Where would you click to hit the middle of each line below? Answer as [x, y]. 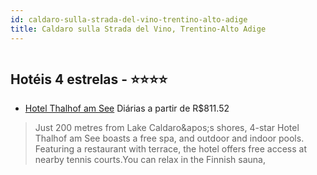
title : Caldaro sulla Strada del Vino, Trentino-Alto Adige [138, 29]
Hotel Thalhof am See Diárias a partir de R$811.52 [127, 108]
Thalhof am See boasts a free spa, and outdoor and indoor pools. [169, 138]
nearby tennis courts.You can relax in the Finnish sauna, [150, 160]
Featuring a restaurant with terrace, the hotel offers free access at [171, 149]
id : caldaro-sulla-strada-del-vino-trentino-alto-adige [129, 19]
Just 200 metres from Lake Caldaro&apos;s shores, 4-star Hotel [167, 128]
